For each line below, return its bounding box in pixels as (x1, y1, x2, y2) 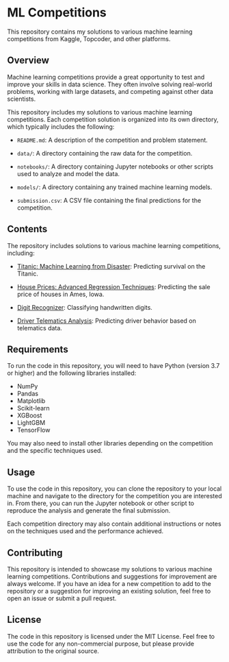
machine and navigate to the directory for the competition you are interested (7, 492, 222, 500)
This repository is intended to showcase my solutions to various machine (7, 565, 213, 573)
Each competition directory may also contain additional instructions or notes (7, 519, 221, 528)
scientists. (7, 95, 36, 103)
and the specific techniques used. (7, 447, 103, 455)
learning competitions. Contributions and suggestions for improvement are (7, 572, 217, 580)
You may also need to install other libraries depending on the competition (7, 439, 213, 448)
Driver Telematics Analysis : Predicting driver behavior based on (16, 317, 197, 325)
